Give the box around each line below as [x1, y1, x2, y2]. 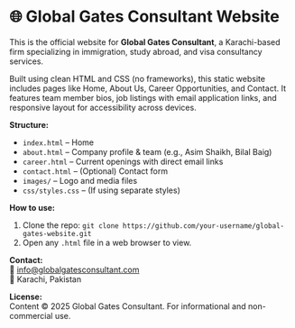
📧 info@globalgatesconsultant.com [9, 264, 140, 275]
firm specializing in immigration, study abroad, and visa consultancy [9, 46, 263, 57]
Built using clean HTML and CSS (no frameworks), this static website [9, 73, 266, 84]
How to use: [9, 202, 56, 213]
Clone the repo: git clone [22, 219, 119, 231]
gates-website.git [22, 229, 92, 238]
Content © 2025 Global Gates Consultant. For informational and [9, 300, 246, 312]
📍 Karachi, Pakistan [9, 273, 82, 285]
